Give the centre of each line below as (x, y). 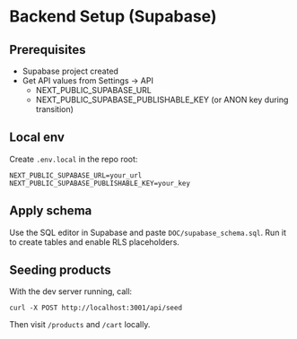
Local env (37, 138)
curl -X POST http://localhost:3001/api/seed (96, 308)
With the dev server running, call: (71, 291)
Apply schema (51, 211)
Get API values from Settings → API (88, 81)
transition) (55, 109)
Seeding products (61, 270)
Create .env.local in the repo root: (74, 159)
